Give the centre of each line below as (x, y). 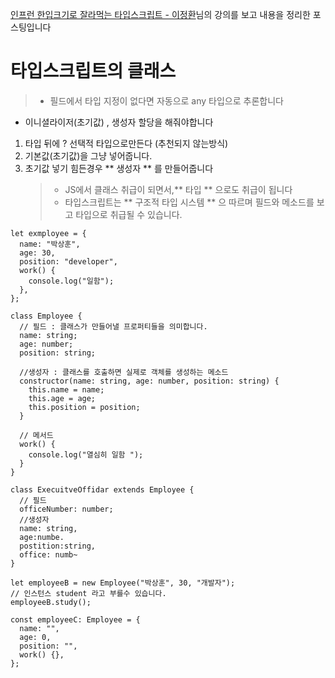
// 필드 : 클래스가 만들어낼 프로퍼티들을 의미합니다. (113, 326)
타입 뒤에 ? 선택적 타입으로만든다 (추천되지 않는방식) (126, 143)
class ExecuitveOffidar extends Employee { (102, 489)
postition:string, (58, 546)
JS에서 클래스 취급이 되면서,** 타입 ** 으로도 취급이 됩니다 (178, 189)
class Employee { (46, 316)
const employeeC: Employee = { (75, 619)
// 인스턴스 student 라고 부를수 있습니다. (88, 593)
